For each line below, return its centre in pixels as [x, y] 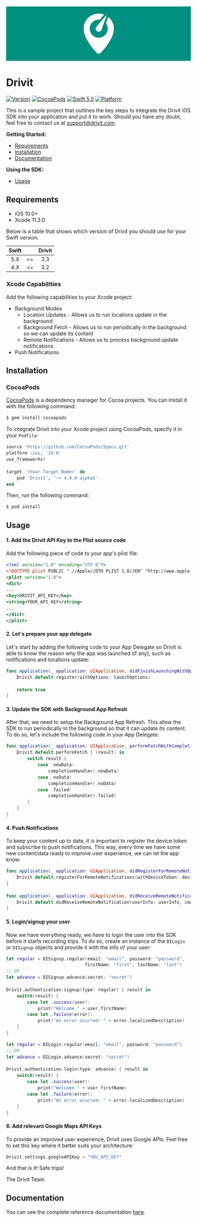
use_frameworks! [26, 459]
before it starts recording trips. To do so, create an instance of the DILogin [96, 941]
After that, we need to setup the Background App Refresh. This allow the [94, 722]
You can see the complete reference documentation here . [76, 1212]
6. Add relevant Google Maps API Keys [54, 1126]
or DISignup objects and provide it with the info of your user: [79, 947]
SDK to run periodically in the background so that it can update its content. [96, 728]
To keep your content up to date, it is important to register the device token [97, 841]
